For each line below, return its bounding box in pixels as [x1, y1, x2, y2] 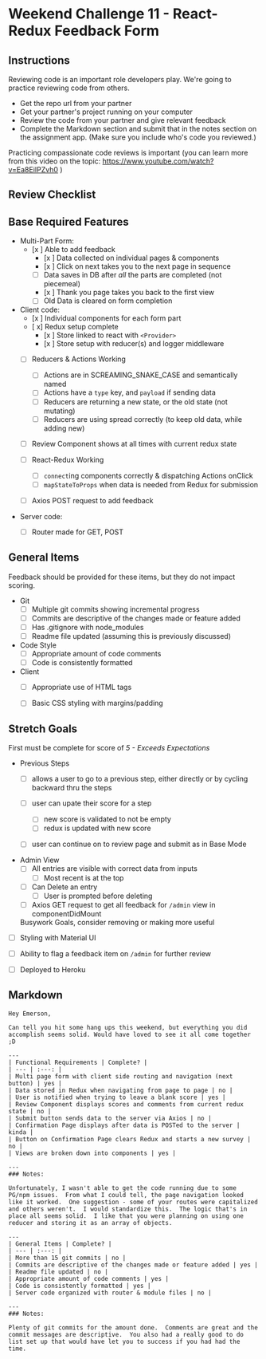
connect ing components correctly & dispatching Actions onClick [43, 471, 253, 480]
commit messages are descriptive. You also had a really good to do [8, 1330, 244, 1338]
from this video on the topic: [8, 156, 101, 166]
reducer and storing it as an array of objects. [8, 1219, 173, 1227]
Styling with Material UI [19, 932, 97, 942]
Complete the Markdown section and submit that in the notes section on [19, 124, 257, 133]
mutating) [43, 406, 76, 416]
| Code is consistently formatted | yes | [8, 1282, 151, 1290]
